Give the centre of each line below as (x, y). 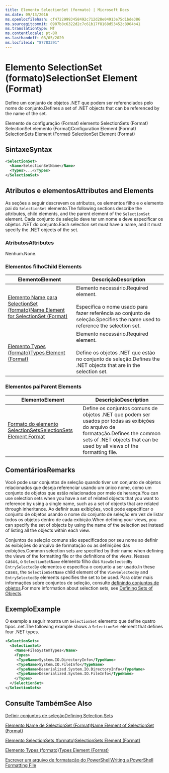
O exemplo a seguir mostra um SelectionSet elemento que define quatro (80, 621)
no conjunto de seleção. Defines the (118, 359)
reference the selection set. (108, 326)
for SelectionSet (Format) (38, 316)
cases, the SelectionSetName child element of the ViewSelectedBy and (77, 572)
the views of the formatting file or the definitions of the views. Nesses (77, 556)
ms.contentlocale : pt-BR (31, 33)
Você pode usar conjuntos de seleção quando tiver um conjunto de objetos (83, 482)
